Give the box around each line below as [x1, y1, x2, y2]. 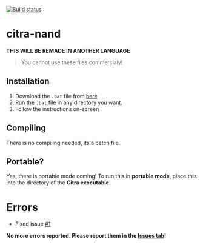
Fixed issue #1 [15, 220, 51, 227]
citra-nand [6, 27, 61, 41]
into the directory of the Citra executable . [6, 179, 111, 186]
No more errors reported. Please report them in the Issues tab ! [6, 232, 167, 240]
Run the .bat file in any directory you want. [15, 99, 122, 106]
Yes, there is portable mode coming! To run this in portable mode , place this [6, 173, 197, 180]
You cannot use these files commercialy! [21, 58, 123, 66]
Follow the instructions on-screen [15, 105, 99, 112]
